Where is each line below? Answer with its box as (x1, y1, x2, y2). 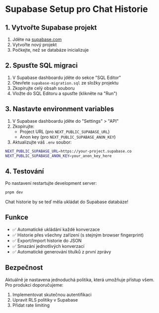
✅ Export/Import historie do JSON (12, 237, 82, 243)
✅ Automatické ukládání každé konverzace (12, 226, 100, 232)
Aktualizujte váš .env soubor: (12, 139, 72, 145)
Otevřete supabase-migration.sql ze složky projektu (12, 79, 119, 85)
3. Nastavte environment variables (5, 105, 114, 113)
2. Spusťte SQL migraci (5, 61, 78, 70)
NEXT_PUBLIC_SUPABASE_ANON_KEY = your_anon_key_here (5, 153, 112, 158)
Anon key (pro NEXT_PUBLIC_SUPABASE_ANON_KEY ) (19, 134, 116, 140)
